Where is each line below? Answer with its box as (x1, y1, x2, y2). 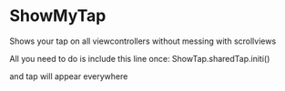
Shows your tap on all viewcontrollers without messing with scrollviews (9, 35, 277, 46)
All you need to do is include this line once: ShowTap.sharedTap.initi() (9, 53, 270, 64)
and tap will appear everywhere (9, 70, 128, 82)
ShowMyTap (9, 5, 107, 26)
